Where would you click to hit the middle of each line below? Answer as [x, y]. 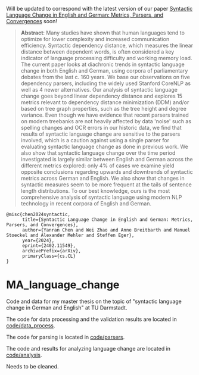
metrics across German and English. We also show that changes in [102, 178]
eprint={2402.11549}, [49, 246]
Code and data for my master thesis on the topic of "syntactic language [94, 301]
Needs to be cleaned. [32, 366]
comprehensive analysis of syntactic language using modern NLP [101, 197]
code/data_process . [31, 325]
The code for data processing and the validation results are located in [91, 319]
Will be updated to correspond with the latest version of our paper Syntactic [99, 9]
